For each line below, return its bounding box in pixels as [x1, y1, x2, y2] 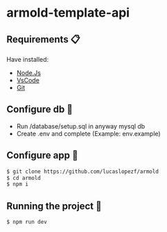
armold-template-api [6, 5, 130, 21]
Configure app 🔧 [6, 149, 78, 161]
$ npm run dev [6, 219, 48, 226]
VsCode [16, 76, 39, 84]
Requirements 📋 [6, 33, 80, 45]
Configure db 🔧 [6, 103, 73, 115]
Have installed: [6, 56, 49, 63]
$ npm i [6, 181, 29, 188]
